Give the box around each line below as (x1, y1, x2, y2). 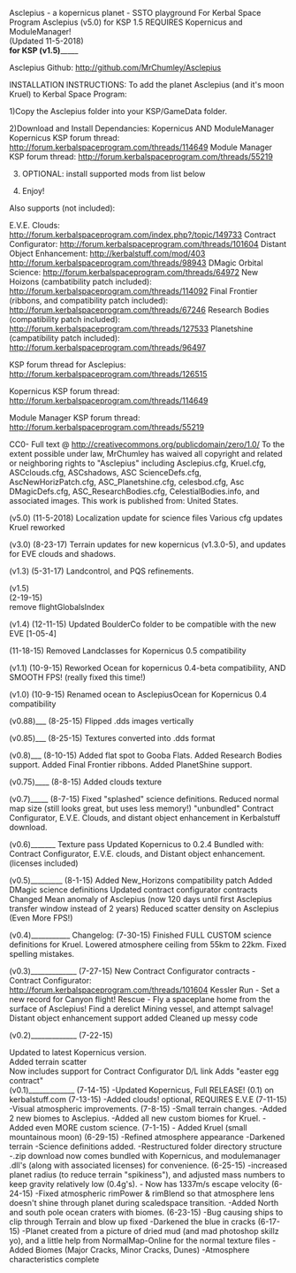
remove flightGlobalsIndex (9, 602, 105, 612)
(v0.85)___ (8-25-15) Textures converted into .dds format (9, 733, 216, 743)
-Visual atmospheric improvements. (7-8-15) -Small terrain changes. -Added (9, 1104, 287, 1114)
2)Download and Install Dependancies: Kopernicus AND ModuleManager (9, 123, 275, 134)
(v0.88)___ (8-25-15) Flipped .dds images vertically (9, 716, 194, 726)
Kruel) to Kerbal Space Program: (9, 89, 127, 99)
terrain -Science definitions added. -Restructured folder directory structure (9, 1141, 283, 1152)
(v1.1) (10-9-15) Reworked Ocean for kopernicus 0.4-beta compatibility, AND (9, 663, 286, 673)
